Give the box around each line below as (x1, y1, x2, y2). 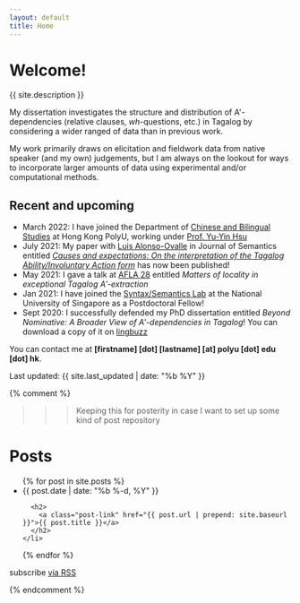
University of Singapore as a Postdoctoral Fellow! (21, 297, 204, 309)
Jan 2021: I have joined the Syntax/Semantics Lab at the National (21, 289, 262, 299)
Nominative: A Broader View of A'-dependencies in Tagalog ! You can (21, 317, 278, 328)
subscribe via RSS (9, 567, 77, 578)
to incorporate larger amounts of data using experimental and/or (9, 162, 247, 173)
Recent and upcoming (9, 198, 134, 213)
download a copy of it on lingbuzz (21, 326, 148, 337)
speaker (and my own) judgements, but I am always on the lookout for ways (9, 153, 289, 164)
